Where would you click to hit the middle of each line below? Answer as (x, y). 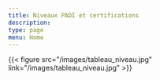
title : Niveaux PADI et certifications (74, 15)
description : (30, 23)
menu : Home (26, 37)
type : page (26, 30)
